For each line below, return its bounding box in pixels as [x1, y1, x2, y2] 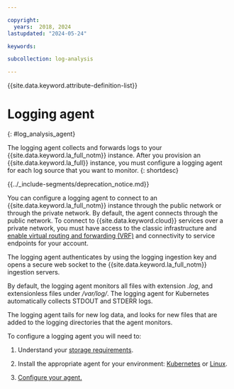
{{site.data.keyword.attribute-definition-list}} [7, 81, 138, 90]
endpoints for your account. [7, 239, 89, 247]
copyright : [7, 16, 40, 23]
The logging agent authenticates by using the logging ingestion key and [7, 253, 217, 262]
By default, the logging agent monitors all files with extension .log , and [7, 282, 213, 290]
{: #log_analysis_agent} [7, 129, 76, 139]
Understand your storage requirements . [17, 346, 133, 354]
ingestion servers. [7, 268, 60, 277]
